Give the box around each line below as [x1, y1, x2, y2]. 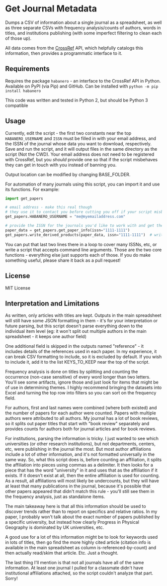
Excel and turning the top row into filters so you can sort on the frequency [5, 390, 157, 396]
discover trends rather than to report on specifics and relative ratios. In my [5, 508, 158, 515]
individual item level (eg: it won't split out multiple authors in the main [5, 328, 147, 334]
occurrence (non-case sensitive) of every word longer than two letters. [5, 374, 151, 380]
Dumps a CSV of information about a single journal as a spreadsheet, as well [5, 19, 162, 25]
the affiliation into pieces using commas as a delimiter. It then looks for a [5, 462, 153, 468]
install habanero [5, 88, 41, 94]
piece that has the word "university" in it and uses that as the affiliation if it [5, 467, 158, 473]
